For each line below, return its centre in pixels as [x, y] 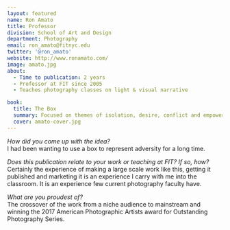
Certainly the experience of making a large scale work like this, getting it [109, 169]
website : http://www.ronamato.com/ [58, 58]
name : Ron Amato [30, 20]
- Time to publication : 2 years [60, 77]
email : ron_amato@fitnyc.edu [49, 45]
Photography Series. [36, 219]
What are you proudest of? [45, 197]
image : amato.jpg [32, 65]
